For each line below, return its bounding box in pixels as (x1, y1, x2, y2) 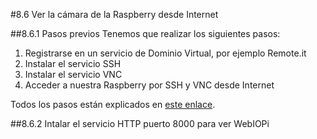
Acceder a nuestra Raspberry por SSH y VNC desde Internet (24, 79, 275, 91)
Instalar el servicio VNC (24, 69, 123, 80)
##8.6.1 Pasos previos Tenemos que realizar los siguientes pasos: (10, 28, 281, 39)
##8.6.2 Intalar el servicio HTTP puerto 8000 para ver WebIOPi (10, 118, 270, 129)
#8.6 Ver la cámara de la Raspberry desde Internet (10, 9, 219, 20)
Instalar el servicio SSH (24, 58, 122, 69)
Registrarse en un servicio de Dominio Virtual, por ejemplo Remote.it (24, 47, 307, 59)
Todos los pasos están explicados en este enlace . (10, 99, 216, 110)
